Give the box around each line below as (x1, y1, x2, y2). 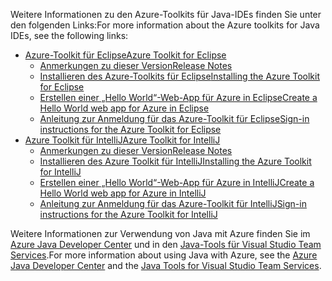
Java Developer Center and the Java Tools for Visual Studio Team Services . (10, 260, 322, 271)
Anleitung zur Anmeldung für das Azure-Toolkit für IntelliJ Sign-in (39, 198, 307, 209)
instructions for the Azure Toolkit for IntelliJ (39, 209, 218, 220)
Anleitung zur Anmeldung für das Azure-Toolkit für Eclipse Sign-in (39, 113, 310, 124)
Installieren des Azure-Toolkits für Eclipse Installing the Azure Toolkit (39, 70, 321, 82)
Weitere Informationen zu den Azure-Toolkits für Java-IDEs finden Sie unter (10, 9, 322, 20)
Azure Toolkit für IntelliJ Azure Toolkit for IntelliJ (24, 134, 221, 146)
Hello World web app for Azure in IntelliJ (39, 187, 207, 199)
